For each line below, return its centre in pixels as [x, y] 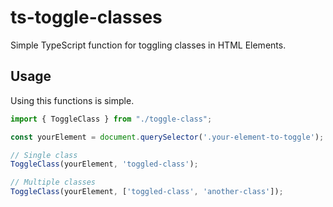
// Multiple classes [53, 182]
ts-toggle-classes [86, 17]
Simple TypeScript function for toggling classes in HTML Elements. [148, 45]
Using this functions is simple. [72, 100]
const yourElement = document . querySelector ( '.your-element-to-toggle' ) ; [167, 137]
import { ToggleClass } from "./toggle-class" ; [111, 119]
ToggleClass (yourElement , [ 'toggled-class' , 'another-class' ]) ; [147, 192]
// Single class [44, 155]
